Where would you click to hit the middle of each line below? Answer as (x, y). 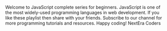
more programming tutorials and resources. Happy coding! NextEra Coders (83, 23)
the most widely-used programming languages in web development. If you (82, 12)
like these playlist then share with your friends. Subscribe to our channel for (84, 18)
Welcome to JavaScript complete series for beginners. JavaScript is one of (83, 7)
